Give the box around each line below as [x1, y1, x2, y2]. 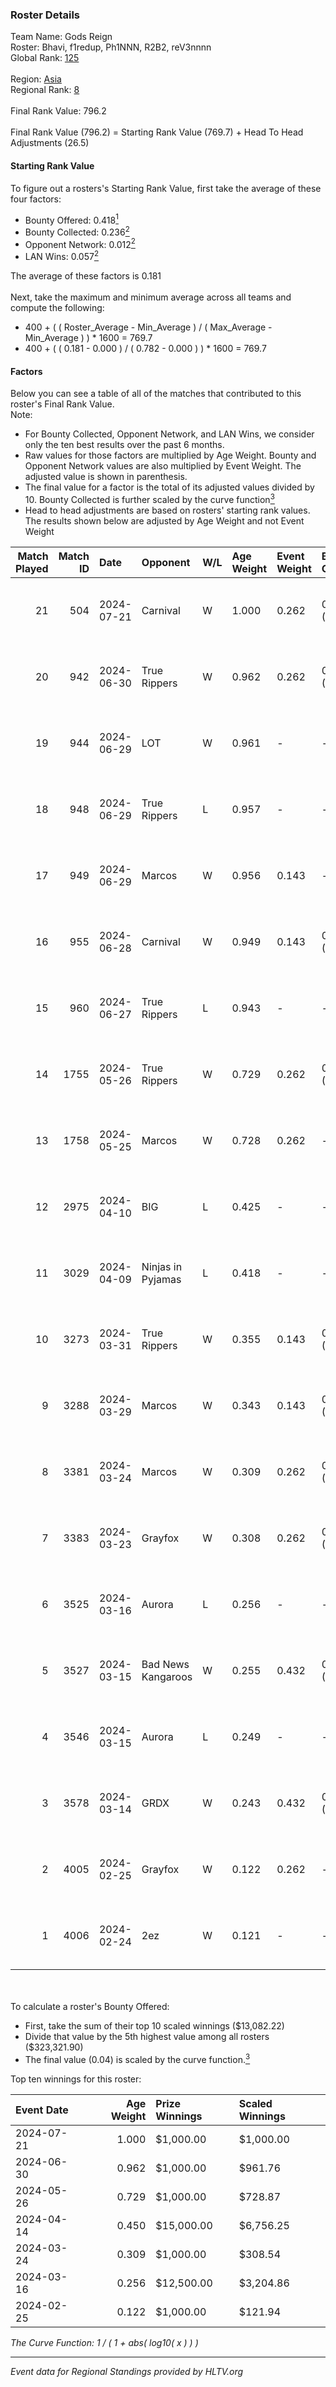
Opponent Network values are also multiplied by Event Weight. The [24, 460, 302, 472]
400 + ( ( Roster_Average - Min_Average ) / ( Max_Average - [24, 321, 273, 333]
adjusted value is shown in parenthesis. [24, 471, 188, 483]
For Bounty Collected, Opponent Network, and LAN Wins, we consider [24, 428, 315, 440]
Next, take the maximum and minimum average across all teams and [10, 291, 292, 303]
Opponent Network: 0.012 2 [24, 236, 136, 250]
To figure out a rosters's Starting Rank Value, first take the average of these [10, 182, 322, 194]
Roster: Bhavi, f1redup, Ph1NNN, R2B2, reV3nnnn [10, 41, 212, 53]
